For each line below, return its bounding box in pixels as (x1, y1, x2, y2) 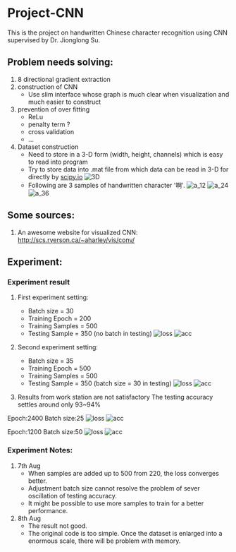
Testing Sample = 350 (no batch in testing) (27, 330, 153, 338)
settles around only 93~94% (17, 400, 101, 409)
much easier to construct (27, 97, 101, 106)
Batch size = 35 (27, 356, 74, 365)
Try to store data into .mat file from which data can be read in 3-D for (27, 164, 229, 174)
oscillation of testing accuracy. (27, 491, 118, 500)
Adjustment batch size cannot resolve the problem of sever (27, 484, 201, 492)
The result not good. (27, 521, 88, 530)
